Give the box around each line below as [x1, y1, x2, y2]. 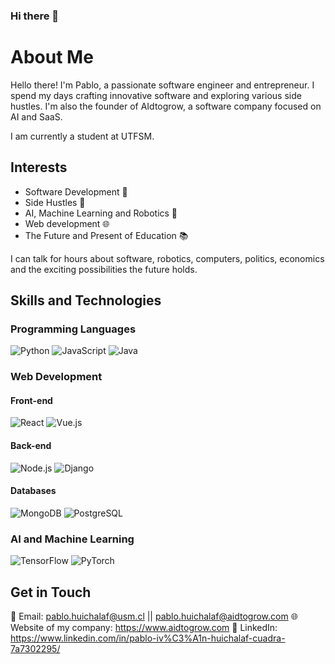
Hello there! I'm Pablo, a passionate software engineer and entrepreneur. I [10, 79, 315, 91]
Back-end [10, 440, 52, 452]
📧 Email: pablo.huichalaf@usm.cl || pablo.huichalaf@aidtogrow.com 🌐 [10, 610, 298, 622]
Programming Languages [10, 322, 137, 336]
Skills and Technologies [10, 292, 162, 309]
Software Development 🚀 [24, 185, 128, 198]
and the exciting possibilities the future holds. [10, 263, 198, 275]
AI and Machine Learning [10, 532, 135, 546]
